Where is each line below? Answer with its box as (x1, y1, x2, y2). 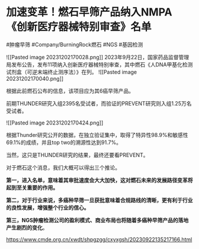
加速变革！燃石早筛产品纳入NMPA (6, 5, 173, 19)
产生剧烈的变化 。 (6, 224, 48, 231)
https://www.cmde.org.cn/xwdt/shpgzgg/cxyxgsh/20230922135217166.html (6, 235, 192, 243)
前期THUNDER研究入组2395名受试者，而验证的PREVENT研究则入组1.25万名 (6, 100, 192, 107)
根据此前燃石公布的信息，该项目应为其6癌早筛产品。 (6, 87, 134, 94)
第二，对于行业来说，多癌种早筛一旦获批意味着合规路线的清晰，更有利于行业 (6, 196, 193, 203)
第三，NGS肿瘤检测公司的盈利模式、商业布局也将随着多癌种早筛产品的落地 (6, 216, 189, 224)
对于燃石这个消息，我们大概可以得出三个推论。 (6, 164, 120, 171)
